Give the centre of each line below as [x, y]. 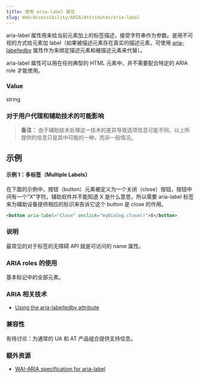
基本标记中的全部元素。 [35, 277]
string [13, 99]
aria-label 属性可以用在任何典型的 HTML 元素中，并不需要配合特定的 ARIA [97, 63]
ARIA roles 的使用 [32, 263]
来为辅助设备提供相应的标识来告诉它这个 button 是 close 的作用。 [87, 204]
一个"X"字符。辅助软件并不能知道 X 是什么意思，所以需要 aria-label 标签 [105, 196]
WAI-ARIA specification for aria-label [60, 369]
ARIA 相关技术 [27, 294]
